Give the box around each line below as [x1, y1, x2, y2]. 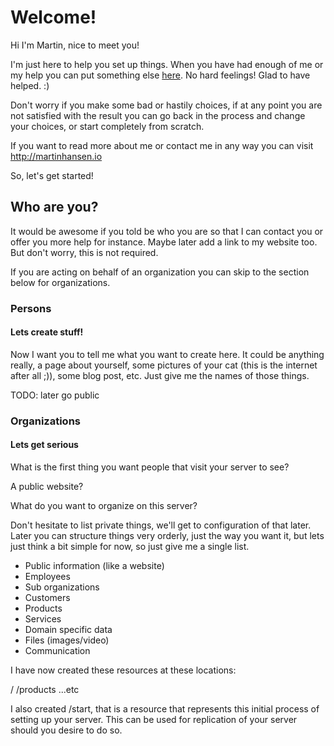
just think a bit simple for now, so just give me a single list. [10, 541, 250, 552]
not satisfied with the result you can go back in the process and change [10, 109, 306, 121]
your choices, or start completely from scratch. [10, 120, 205, 132]
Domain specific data [24, 624, 113, 635]
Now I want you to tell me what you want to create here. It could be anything [10, 348, 325, 360]
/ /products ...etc [10, 684, 80, 695]
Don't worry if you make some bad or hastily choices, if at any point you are [10, 99, 323, 111]
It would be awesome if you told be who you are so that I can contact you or [10, 225, 324, 237]
